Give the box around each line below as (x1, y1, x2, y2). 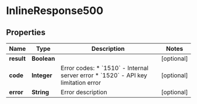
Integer (31, 71, 53, 79)
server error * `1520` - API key (60, 71, 148, 79)
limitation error (60, 79, 101, 86)
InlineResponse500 (6, 4, 104, 18)
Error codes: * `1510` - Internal (60, 64, 148, 72)
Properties (6, 27, 46, 37)
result (9, 54, 26, 63)
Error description (60, 88, 107, 96)
